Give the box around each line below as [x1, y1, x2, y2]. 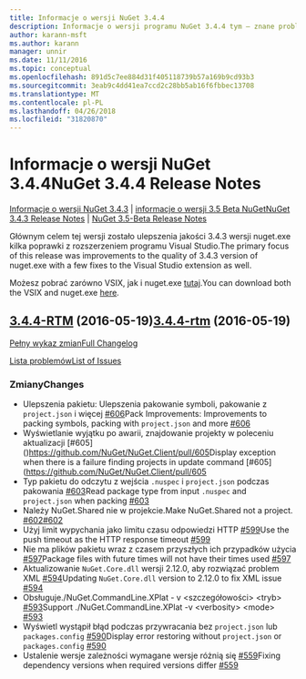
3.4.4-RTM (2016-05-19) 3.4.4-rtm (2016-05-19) [9, 313, 291, 329]
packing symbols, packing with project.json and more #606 [22, 418, 250, 429]
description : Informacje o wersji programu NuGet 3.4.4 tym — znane [9, 22, 275, 31]
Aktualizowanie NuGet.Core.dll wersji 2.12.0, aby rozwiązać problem [22, 563, 280, 574]
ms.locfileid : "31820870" [9, 115, 107, 124]
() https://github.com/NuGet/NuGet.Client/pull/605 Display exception [22, 447, 276, 458]
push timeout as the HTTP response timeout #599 [22, 534, 211, 545]
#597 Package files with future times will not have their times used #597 [22, 553, 291, 564]
